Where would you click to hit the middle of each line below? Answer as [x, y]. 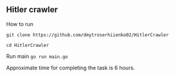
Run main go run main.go [37, 56]
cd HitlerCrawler [28, 45]
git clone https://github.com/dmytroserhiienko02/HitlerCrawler [87, 35]
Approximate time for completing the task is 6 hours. [71, 68]
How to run [20, 24]
